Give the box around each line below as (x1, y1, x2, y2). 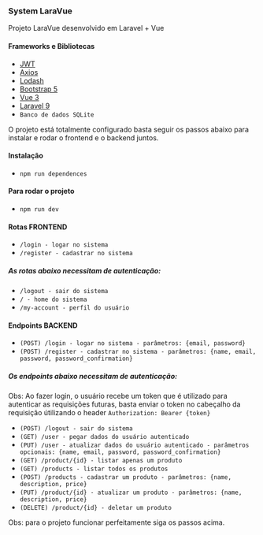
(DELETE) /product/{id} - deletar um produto (19, 504, 172, 512)
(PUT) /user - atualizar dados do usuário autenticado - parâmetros (19, 441, 250, 450)
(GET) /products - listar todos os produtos (19, 465, 169, 474)
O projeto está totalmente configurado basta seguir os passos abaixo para (8, 124, 250, 134)
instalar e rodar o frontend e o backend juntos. (8, 132, 159, 143)
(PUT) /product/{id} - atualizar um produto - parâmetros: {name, (19, 489, 243, 497)
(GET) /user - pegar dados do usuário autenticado (19, 433, 190, 441)
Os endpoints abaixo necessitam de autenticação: (8, 371, 178, 381)
